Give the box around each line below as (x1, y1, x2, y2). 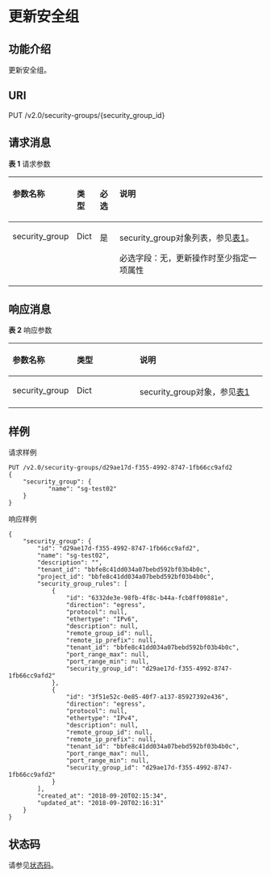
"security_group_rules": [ (37, 580, 128, 588)
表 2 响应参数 (8, 325, 52, 335)
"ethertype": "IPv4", (65, 715, 139, 723)
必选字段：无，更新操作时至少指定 (119, 252, 249, 264)
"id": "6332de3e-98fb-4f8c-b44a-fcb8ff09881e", (65, 594, 229, 602)
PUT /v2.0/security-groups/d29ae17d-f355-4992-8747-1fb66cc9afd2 (8, 464, 232, 472)
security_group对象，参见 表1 (140, 386, 250, 398)
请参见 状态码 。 (8, 860, 58, 870)
